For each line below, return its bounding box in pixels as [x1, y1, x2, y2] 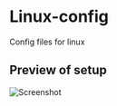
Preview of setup [9, 63, 107, 78]
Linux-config [9, 6, 109, 27]
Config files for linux [9, 36, 85, 47]
